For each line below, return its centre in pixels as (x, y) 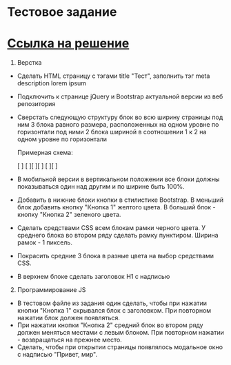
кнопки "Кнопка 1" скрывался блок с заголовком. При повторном (114, 311)
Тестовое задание (62, 12)
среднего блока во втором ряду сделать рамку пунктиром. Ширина (118, 236)
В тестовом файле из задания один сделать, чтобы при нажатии (112, 303)
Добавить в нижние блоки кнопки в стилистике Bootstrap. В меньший (120, 200)
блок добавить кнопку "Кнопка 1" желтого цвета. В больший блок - (116, 207)
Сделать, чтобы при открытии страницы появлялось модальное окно (120, 347)
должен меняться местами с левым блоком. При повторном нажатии (120, 333)
